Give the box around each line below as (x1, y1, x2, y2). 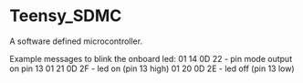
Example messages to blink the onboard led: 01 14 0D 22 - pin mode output (9, 53, 293, 64)
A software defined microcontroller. (9, 36, 143, 47)
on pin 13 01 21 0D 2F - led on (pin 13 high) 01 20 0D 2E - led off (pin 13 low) (9, 63, 295, 74)
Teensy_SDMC (9, 5, 122, 26)
